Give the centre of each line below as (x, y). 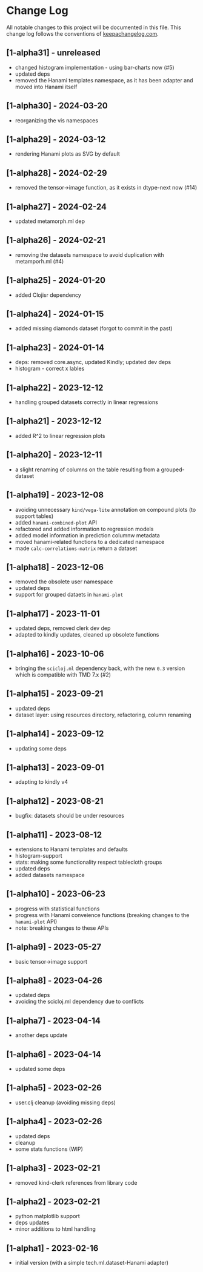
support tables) (34, 516)
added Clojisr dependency (48, 295)
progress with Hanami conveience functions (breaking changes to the (102, 915)
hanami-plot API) (36, 921)
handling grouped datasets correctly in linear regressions (87, 402)
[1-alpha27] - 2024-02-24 (57, 207)
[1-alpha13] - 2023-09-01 (55, 767)
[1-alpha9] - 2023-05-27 (54, 947)
